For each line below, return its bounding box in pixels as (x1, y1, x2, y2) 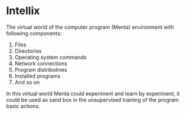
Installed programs (14, 72, 61, 79)
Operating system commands (14, 53, 87, 61)
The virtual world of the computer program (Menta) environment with (6, 24, 174, 31)
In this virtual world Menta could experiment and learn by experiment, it (6, 90, 180, 97)
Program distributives (14, 66, 67, 73)
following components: (6, 29, 62, 36)
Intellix (6, 4, 40, 18)
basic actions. (6, 102, 40, 109)
